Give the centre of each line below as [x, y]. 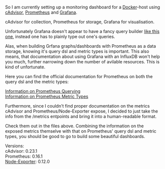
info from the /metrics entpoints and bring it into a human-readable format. [81, 116]
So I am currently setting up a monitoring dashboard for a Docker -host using [82, 7]
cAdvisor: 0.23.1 [21, 151]
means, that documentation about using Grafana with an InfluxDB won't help [82, 56]
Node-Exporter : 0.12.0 [28, 161]
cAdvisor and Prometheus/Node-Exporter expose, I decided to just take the [82, 111]
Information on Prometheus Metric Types [47, 96]
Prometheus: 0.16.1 [24, 156]
